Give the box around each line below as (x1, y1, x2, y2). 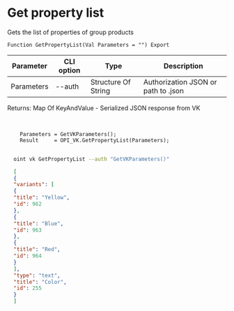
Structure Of (90, 77, 131, 86)
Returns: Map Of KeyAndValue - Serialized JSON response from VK (7, 103, 201, 112)
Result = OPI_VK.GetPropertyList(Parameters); (19, 137, 170, 144)
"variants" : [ (13, 181, 54, 188)
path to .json (143, 86, 185, 96)
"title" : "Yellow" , (13, 194, 70, 202)
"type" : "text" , (13, 272, 61, 279)
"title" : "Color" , (13, 278, 68, 285)
